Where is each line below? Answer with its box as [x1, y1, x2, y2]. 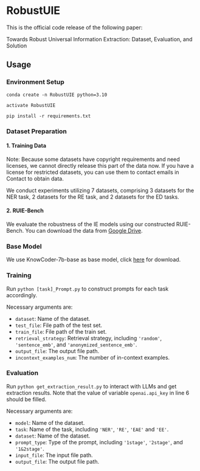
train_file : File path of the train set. [15, 328, 107, 335]
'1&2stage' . [15, 445, 44, 452]
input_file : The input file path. [15, 451, 93, 459]
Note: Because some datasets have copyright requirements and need [6, 156, 181, 163]
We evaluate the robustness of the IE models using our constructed [6, 220, 175, 228]
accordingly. [6, 291, 38, 298]
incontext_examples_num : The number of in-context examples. [15, 354, 170, 361]
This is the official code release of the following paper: [6, 24, 143, 31]
